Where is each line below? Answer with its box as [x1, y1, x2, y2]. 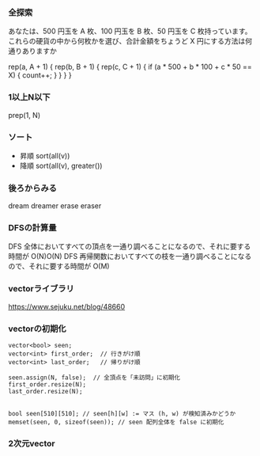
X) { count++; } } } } [8, 70, 73, 80]
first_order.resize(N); [8, 381, 87, 389]
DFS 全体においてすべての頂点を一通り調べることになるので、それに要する [8, 241, 251, 251]
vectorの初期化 [8, 323, 66, 334]
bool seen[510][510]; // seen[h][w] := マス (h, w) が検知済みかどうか [8, 410, 236, 418]
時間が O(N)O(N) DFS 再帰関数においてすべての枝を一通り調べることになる [8, 252, 252, 261]
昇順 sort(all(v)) [19, 150, 70, 160]
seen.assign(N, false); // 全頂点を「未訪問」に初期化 [8, 374, 180, 382]
